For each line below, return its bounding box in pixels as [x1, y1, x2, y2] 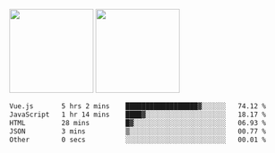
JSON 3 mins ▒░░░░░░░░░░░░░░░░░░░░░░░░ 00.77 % [9, 126, 267, 136]
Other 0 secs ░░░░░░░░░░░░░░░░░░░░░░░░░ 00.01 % [9, 135, 267, 144]
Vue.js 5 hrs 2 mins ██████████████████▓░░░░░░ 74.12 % [9, 102, 267, 111]
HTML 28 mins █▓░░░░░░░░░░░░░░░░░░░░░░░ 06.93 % [9, 118, 267, 127]
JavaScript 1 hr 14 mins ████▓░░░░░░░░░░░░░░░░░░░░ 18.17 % [9, 110, 267, 119]
